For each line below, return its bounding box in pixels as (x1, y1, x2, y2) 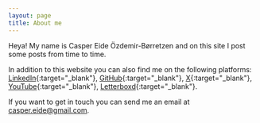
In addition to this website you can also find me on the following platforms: (8, 64, 252, 74)
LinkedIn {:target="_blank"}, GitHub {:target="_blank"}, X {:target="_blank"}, (8, 73, 253, 83)
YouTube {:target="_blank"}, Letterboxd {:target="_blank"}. (8, 81, 198, 91)
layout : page (8, 11, 52, 20)
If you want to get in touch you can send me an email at (8, 97, 190, 106)
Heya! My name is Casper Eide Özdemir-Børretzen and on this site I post (8, 40, 246, 50)
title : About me (8, 19, 62, 27)
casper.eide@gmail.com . (8, 105, 90, 115)
